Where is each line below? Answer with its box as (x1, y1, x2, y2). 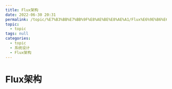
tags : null (5, 31, 29, 36)
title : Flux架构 (5, 7, 38, 13)
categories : (5, 36, 31, 41)
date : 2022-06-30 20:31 (5, 12, 56, 17)
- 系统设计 (10, 45, 30, 50)
